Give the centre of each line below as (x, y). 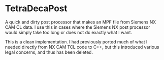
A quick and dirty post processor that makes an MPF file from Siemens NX (81, 22)
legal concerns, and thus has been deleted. (49, 52)
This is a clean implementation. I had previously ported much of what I (76, 41)
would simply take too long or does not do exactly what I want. (68, 32)
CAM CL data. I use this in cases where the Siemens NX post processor (78, 27)
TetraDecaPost (36, 9)
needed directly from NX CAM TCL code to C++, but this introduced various (82, 47)
